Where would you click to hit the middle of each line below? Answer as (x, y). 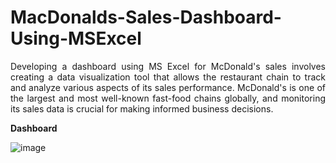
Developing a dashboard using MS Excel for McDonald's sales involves (168, 66)
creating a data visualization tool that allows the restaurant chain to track (168, 77)
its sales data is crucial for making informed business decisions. (142, 108)
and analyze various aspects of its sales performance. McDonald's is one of (168, 87)
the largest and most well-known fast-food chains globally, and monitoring (168, 98)
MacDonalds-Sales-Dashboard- (146, 17)
